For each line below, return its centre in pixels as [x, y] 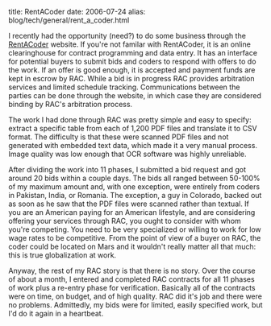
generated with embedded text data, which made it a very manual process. [133, 145]
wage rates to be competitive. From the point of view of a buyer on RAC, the [135, 238]
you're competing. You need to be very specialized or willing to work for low [135, 229]
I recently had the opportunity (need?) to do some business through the [127, 36]
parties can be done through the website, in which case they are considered [135, 95]
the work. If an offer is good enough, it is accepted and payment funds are [132, 70]
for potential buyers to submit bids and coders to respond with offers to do [132, 61]
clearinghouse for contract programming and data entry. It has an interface [133, 53]
